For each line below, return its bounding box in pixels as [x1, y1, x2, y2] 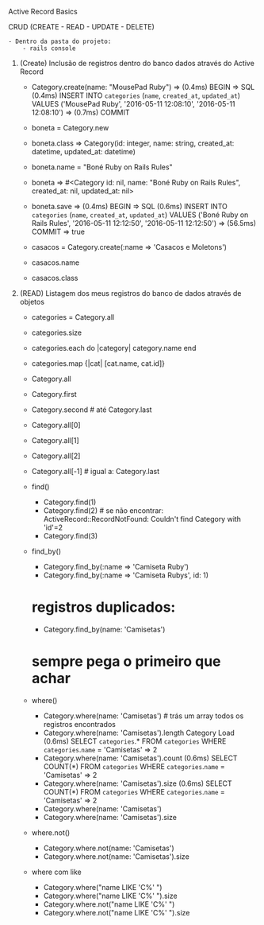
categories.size [31, 328, 82, 337]
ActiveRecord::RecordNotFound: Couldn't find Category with [43, 515, 242, 523]
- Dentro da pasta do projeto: [8, 37, 112, 45]
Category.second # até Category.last [31, 405, 152, 414]
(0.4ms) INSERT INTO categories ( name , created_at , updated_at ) [31, 91, 240, 100]
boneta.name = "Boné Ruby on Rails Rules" [31, 162, 173, 172]
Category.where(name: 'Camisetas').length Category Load [43, 728, 235, 737]
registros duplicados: [31, 598, 176, 616]
